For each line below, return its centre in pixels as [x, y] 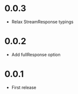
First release [24, 87]
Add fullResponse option [36, 54]
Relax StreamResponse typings [42, 22]
